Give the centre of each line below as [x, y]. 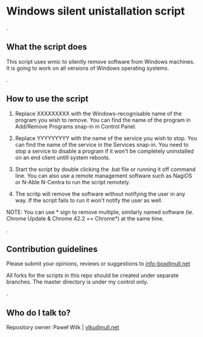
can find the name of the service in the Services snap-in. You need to [102, 144]
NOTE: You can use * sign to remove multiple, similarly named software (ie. [100, 212]
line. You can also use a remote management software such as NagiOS [104, 175]
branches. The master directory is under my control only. [77, 282]
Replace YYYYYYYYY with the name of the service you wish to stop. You [106, 138]
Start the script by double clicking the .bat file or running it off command [105, 169]
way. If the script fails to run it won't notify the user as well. [89, 200]
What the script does [47, 47]
